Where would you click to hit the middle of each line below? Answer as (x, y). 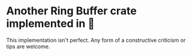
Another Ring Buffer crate (71, 11)
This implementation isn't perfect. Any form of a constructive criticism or (96, 40)
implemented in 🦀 (50, 24)
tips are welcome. (28, 46)
